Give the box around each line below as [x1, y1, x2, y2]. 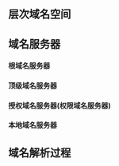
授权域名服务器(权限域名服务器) [8, 101, 111, 110]
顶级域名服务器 [8, 81, 57, 90]
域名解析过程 [8, 146, 71, 160]
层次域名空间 [8, 7, 71, 22]
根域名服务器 [8, 61, 50, 70]
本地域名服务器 [8, 121, 57, 130]
